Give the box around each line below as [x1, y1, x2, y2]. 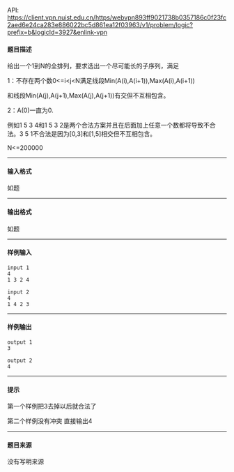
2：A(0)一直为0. [7, 106, 54, 114]
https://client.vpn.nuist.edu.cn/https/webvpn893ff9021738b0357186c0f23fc [7, 13, 227, 22]
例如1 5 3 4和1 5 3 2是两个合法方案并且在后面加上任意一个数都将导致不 [7, 121, 210, 130]
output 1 [7, 339, 33, 346]
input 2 [7, 289, 30, 296]
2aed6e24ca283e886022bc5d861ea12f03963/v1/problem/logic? [7, 21, 194, 29]
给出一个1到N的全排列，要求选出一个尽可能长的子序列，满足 [7, 62, 180, 70]
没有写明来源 [7, 457, 44, 466]
